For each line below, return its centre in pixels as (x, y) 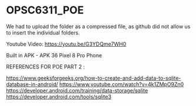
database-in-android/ (32, 84)
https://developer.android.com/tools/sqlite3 (59, 97)
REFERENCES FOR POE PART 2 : (46, 66)
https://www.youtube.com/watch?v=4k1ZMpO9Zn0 (122, 84)
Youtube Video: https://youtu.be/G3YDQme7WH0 (66, 44)
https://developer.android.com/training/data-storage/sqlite (77, 90)
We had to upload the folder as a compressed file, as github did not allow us (98, 26)
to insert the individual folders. (43, 32)
